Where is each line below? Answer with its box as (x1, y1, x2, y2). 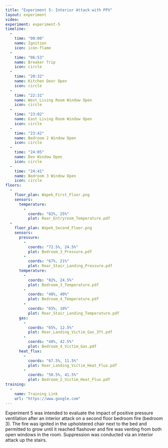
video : (5, 17, 19, 22)
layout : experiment (5, 12, 47, 17)
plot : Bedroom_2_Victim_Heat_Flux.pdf (27, 377, 110, 382)
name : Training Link (14, 391, 58, 397)
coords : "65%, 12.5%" (27, 325, 74, 330)
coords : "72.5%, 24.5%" (27, 244, 79, 250)
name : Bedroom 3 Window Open (14, 173, 76, 178)
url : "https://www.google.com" (14, 396, 81, 401)
